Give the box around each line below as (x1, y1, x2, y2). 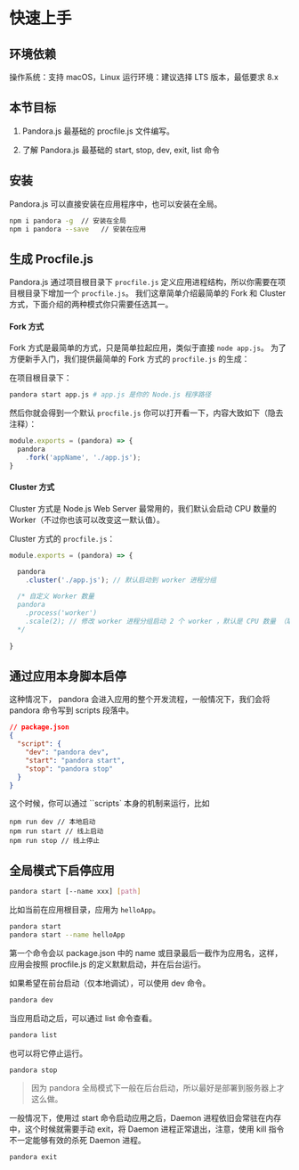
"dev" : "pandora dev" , (25, 748, 109, 757)
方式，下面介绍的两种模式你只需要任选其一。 (9, 299, 174, 310)
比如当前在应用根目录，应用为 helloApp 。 (9, 904, 161, 915)
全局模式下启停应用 (9, 863, 115, 878)
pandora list (9, 1030, 58, 1039)
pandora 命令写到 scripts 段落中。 (9, 705, 134, 716)
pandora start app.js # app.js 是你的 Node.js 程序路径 (9, 390, 212, 399)
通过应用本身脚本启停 (9, 668, 126, 683)
